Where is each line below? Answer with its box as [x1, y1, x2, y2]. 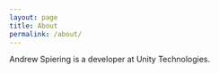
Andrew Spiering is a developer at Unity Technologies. [9, 54, 211, 65]
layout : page [9, 12, 58, 22]
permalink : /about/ [9, 29, 83, 38]
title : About [9, 21, 58, 30]
